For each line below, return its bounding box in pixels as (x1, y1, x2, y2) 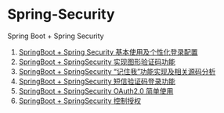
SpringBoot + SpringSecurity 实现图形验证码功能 (18, 57, 175, 66)
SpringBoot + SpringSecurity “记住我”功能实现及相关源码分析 (18, 66, 216, 76)
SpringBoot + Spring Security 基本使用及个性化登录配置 (18, 47, 198, 56)
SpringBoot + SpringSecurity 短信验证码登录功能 (18, 76, 175, 86)
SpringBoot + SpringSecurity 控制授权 (18, 96, 142, 105)
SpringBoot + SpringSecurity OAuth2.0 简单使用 (18, 86, 174, 95)
